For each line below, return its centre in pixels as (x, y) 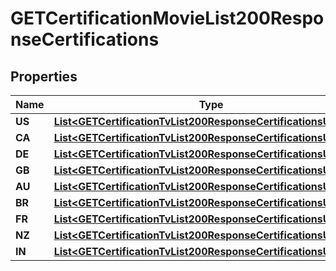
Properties (44, 76)
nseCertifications (85, 39)
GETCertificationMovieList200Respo (167, 18)
